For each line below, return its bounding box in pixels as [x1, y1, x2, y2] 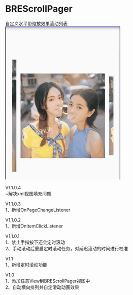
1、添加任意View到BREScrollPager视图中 [5, 278, 90, 284]
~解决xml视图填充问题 [5, 190, 52, 196]
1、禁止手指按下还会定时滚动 [5, 239, 65, 245]
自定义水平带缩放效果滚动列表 [5, 20, 68, 26]
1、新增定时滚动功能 [5, 261, 47, 268]
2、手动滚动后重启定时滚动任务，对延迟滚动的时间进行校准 [5, 245, 128, 251]
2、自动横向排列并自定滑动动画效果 [5, 284, 80, 290]
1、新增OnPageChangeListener [5, 207, 71, 213]
